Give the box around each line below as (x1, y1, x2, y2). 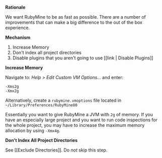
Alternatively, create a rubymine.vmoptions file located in (5, 98, 122, 103)
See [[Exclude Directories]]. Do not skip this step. (5, 147, 108, 153)
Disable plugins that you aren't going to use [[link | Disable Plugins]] (12, 55, 153, 61)
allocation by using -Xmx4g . (5, 128, 60, 133)
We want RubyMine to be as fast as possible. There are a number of (5, 14, 146, 20)
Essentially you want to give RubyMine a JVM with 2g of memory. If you (5, 112, 153, 117)
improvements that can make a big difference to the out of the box (5, 20, 142, 25)
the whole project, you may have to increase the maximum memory (5, 122, 145, 128)
